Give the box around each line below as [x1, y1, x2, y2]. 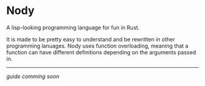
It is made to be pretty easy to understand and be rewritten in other [6, 35, 176, 43]
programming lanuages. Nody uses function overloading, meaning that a [6, 42, 189, 49]
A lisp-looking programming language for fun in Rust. [6, 24, 140, 31]
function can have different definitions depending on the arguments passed [6, 48, 196, 56]
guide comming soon [6, 73, 60, 80]
